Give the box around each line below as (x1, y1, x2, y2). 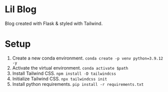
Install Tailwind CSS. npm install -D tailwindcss (12, 70, 116, 76)
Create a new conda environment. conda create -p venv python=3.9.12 (12, 55, 163, 61)
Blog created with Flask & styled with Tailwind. (5, 20, 103, 26)
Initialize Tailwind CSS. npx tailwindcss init (12, 75, 108, 82)
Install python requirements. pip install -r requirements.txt (12, 81, 144, 87)
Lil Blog (5, 4, 37, 15)
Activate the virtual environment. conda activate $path (12, 65, 129, 71)
